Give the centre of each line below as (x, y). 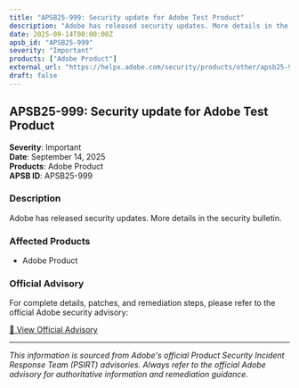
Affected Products (50, 241)
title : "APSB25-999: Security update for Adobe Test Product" (127, 17)
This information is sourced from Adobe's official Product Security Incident (147, 355)
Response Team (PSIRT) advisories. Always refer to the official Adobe (138, 365)
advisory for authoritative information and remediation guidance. (129, 375)
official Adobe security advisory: (69, 312)
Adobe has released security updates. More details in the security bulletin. (145, 218)
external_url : (36, 68)
